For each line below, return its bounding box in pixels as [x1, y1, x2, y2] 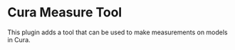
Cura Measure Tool [7, 4, 122, 21]
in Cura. [7, 35, 31, 44]
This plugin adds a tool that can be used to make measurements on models [7, 28, 228, 36]
